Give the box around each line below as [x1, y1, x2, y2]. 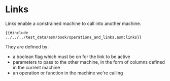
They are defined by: [5, 43, 49, 49]
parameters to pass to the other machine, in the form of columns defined [12, 59, 165, 65]
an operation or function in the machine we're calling [12, 70, 123, 76]
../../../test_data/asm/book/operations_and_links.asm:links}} [5, 35, 142, 40]
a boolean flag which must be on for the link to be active [12, 53, 130, 60]
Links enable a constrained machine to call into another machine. [5, 20, 141, 26]
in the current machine [12, 64, 60, 70]
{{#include [5, 30, 28, 35]
